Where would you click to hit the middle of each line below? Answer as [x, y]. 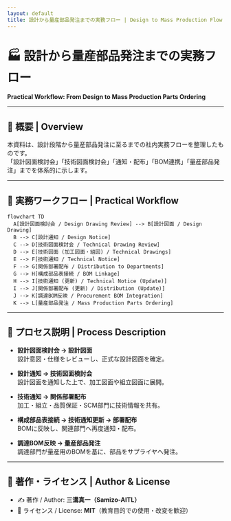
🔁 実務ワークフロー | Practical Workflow [93, 200]
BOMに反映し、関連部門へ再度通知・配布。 [78, 428]
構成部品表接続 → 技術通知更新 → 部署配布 [77, 419]
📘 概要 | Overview [45, 127]
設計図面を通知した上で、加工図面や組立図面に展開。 [92, 381]
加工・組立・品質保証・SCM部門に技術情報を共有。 [90, 405]
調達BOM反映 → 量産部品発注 [59, 443]
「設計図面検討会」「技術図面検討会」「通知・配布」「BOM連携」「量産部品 [111, 162]
